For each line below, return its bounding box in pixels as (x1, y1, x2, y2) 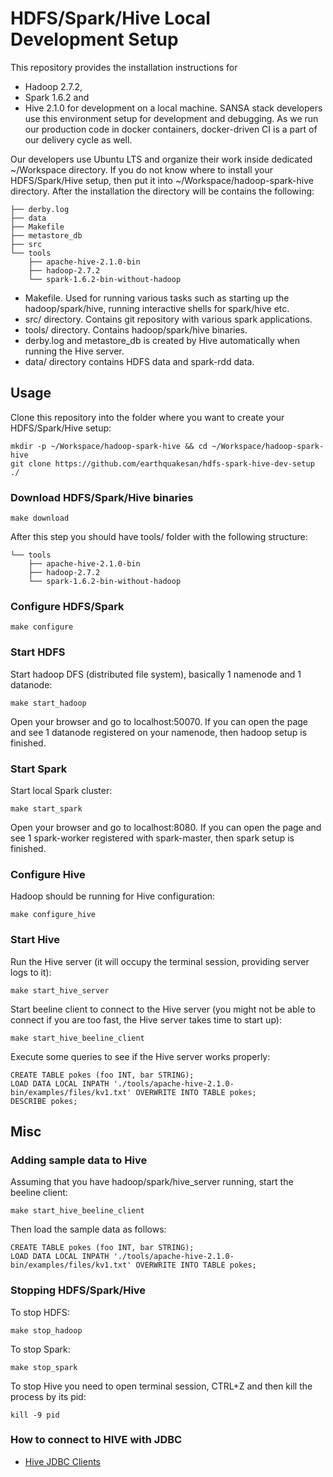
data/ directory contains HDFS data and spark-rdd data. (24, 355, 255, 367)
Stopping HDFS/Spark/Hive (10, 1283, 147, 1297)
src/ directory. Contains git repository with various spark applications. (24, 313, 313, 325)
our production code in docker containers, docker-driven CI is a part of (24, 123, 318, 135)
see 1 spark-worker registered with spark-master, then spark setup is (10, 832, 295, 844)
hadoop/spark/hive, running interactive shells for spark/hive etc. (24, 302, 290, 314)
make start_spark (10, 803, 83, 814)
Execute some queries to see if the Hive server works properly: (10, 1050, 271, 1062)
